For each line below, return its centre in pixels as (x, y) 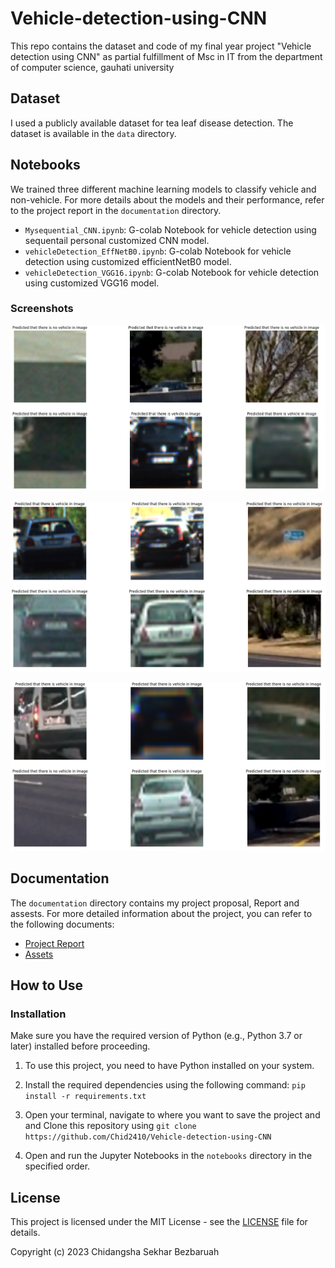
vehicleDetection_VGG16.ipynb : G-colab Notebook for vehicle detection (172, 272)
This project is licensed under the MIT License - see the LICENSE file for (159, 1222)
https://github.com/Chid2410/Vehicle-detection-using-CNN (148, 1137)
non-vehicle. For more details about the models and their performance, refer (167, 199)
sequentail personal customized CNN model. (117, 240)
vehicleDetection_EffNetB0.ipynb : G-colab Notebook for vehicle (158, 251)
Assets (39, 954)
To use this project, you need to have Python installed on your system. (169, 1066)
